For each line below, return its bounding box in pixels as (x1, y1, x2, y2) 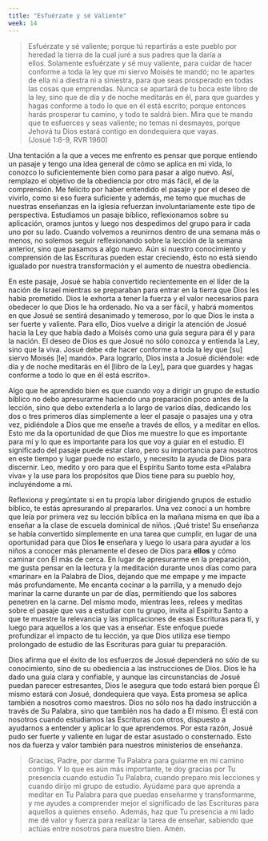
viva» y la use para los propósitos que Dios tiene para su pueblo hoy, (8, 470, 236, 481)
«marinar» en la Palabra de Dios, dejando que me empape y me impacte (8, 571, 246, 581)
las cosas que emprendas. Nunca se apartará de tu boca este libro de (27, 83, 258, 93)
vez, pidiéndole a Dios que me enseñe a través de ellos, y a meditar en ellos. (8, 420, 261, 429)
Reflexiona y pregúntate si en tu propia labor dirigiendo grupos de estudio (8, 494, 252, 505)
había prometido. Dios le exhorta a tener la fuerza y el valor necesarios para (8, 293, 258, 303)
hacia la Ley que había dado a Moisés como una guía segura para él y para (8, 328, 255, 337)
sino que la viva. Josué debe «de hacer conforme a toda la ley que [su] (8, 344, 243, 354)
